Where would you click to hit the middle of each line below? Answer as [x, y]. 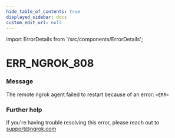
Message [20, 81]
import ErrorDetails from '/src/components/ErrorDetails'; [75, 40]
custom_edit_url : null [34, 22]
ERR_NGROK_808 [50, 63]
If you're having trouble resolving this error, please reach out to [83, 123]
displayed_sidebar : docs [37, 17]
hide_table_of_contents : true [43, 11]
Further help [24, 110]
